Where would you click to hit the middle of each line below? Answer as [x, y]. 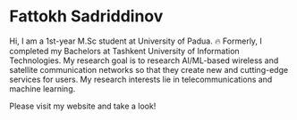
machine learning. [42, 88]
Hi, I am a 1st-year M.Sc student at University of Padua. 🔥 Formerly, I [136, 41]
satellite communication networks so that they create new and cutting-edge [149, 69]
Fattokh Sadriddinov [86, 16]
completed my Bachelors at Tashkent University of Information [124, 51]
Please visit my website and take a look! [83, 106]
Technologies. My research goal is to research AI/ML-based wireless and [144, 60]
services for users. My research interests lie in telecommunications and [141, 79]
